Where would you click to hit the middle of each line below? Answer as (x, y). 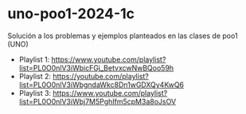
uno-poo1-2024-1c (71, 14)
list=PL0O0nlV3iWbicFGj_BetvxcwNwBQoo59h (96, 67)
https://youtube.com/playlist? (100, 76)
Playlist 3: (35, 93)
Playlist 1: (34, 59)
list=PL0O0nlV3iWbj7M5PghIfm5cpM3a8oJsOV (98, 101)
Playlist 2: (35, 76)
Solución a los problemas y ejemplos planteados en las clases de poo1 (123, 36)
